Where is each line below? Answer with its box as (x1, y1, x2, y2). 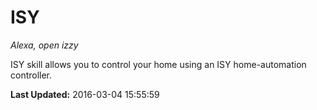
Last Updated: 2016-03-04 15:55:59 (10, 88, 160, 100)
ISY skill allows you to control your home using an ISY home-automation (10, 58, 307, 70)
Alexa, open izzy (10, 39, 79, 51)
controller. (10, 69, 53, 81)
